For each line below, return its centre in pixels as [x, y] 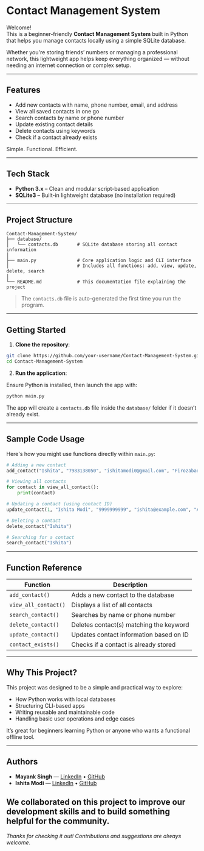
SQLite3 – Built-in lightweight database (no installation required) [95, 195]
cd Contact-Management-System [45, 361]
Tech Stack [28, 174]
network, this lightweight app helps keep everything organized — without [98, 59]
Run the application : [41, 373]
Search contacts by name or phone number [70, 118]
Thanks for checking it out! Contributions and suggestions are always [94, 836]
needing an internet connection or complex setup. [69, 65]
